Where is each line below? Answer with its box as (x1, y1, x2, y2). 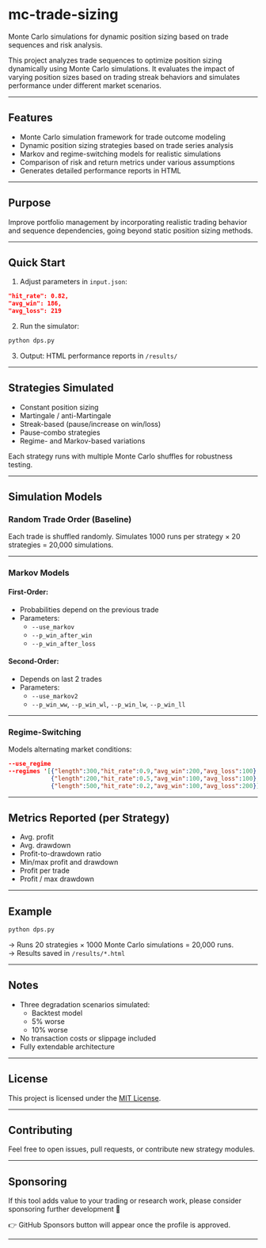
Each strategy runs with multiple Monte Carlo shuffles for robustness (8, 451, 234, 461)
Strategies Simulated (8, 382, 114, 395)
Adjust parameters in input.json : (19, 277, 128, 287)
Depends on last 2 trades (19, 674, 103, 683)
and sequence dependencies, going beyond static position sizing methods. (8, 226, 253, 235)
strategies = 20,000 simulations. (8, 540, 114, 550)
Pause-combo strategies (19, 428, 101, 437)
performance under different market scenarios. (8, 81, 162, 90)
